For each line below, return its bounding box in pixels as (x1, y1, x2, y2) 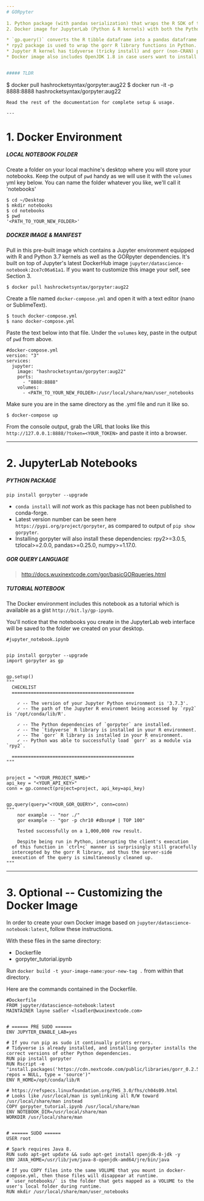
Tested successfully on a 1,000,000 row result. (17, 828, 143, 834)
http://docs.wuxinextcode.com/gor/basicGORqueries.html (21, 571, 166, 578)
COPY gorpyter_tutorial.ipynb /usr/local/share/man (6, 1103, 140, 1110)
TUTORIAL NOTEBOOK (6, 584, 65, 592)
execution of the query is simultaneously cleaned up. (12, 854, 154, 860)
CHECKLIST (12, 684, 36, 690)
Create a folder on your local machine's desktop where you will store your (6, 165, 191, 173)
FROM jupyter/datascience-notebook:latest (6, 1002, 115, 1008)
